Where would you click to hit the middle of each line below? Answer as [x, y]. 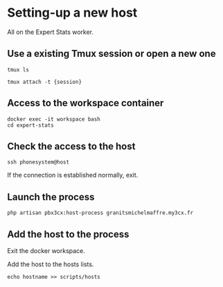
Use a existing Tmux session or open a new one [111, 54]
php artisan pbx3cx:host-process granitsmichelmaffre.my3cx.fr [100, 213]
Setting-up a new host [72, 13]
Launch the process [51, 197]
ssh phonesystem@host [38, 162]
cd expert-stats [30, 125]
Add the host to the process [68, 234]
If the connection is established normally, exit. [73, 175]
